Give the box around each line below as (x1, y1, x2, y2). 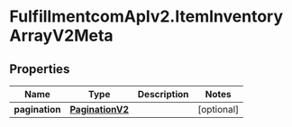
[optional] (197, 104, 240, 115)
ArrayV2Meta (9, 25, 114, 46)
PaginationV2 (69, 104, 129, 115)
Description (137, 88, 189, 100)
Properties (9, 61, 70, 77)
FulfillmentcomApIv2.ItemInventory (9, 6, 284, 27)
